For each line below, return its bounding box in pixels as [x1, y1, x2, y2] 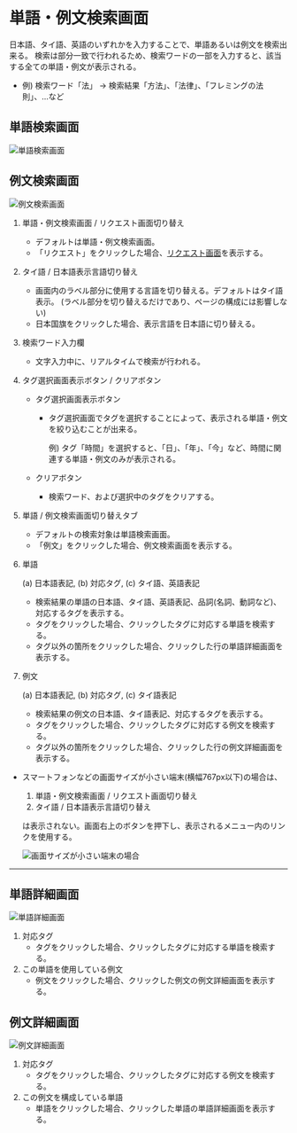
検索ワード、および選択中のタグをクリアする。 [48, 491, 219, 502]
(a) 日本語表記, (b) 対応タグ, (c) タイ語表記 [21, 689, 177, 700]
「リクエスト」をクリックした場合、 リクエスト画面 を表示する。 [34, 247, 268, 258]
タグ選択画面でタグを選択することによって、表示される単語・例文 [48, 412, 288, 423]
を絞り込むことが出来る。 [48, 423, 142, 434]
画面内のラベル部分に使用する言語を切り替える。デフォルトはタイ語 [34, 285, 284, 295]
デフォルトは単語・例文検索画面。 [34, 236, 160, 246]
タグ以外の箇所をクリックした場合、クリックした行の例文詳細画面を [34, 741, 284, 752]
